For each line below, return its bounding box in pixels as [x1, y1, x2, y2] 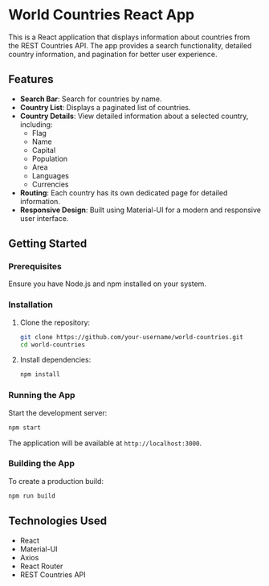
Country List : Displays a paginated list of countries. [19, 102, 191, 112]
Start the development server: [8, 408, 108, 417]
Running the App [8, 390, 75, 401]
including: [19, 119, 53, 129]
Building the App [8, 458, 75, 469]
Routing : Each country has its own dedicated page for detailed [19, 187, 228, 198]
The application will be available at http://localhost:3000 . [8, 438, 202, 448]
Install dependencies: [19, 355, 92, 365]
